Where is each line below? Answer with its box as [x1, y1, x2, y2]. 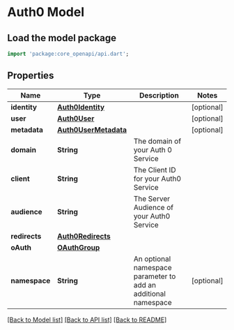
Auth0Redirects [56, 231, 111, 241]
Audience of [133, 202, 174, 212]
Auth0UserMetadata [56, 125, 127, 135]
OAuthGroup [56, 242, 100, 252]
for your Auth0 [133, 174, 182, 183]
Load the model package [7, 32, 117, 44]
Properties [7, 70, 54, 82]
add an [133, 280, 157, 290]
